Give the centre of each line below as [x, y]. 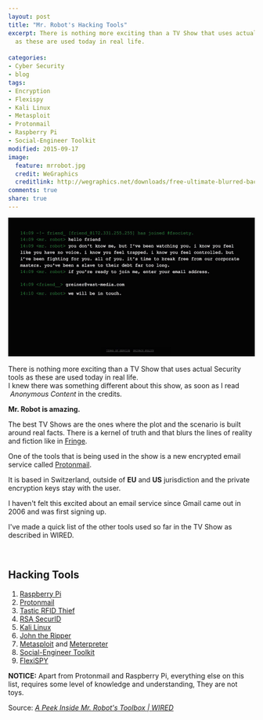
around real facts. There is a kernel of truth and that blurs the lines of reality [130, 432]
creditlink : [35, 182]
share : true [27, 199]
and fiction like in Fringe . [48, 441]
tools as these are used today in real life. [73, 377]
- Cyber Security [36, 67]
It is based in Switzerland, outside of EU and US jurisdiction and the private [129, 479]
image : [19, 157]
